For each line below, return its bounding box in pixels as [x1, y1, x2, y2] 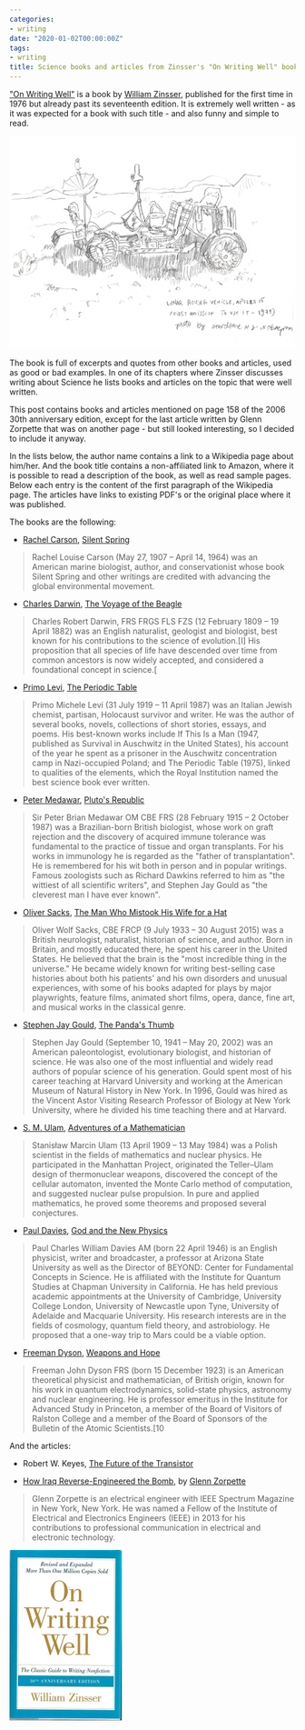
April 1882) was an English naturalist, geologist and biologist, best [31, 625, 279, 636]
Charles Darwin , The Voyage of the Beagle [22, 598, 182, 609]
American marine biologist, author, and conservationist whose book [31, 562, 285, 573]
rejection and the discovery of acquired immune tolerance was [31, 832, 266, 843]
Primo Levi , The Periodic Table [22, 682, 138, 693]
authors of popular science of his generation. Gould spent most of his [31, 1066, 292, 1077]
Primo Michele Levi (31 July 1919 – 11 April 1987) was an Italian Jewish [31, 700, 292, 711]
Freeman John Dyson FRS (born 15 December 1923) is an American [31, 1365, 284, 1376]
